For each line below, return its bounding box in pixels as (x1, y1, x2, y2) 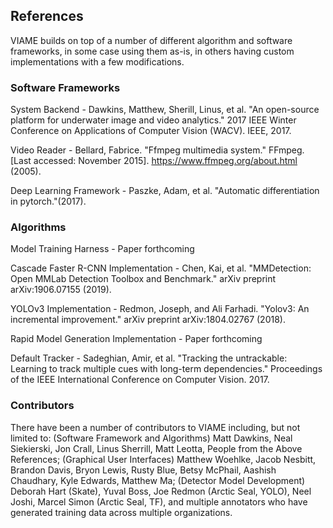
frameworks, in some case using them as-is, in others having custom (10, 45, 295, 57)
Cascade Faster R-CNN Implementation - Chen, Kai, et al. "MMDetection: (10, 262, 312, 274)
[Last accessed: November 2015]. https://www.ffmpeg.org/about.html (10, 155, 298, 167)
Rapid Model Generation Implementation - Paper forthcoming (10, 333, 263, 345)
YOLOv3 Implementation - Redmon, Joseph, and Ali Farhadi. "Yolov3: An (10, 303, 310, 315)
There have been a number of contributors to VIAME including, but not (10, 421, 301, 433)
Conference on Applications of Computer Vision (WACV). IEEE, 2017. (10, 125, 292, 137)
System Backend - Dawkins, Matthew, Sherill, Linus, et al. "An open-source (10, 104, 320, 116)
